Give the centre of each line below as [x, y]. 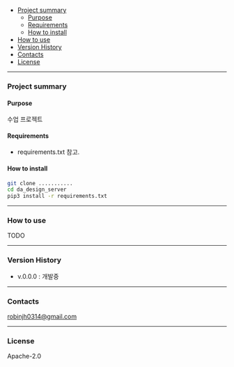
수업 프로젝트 [25, 119]
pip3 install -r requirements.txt [57, 196]
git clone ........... [40, 183]
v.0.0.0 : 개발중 [38, 276]
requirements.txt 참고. [48, 152]
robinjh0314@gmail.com [42, 317]
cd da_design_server [37, 190]
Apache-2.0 [24, 356]
